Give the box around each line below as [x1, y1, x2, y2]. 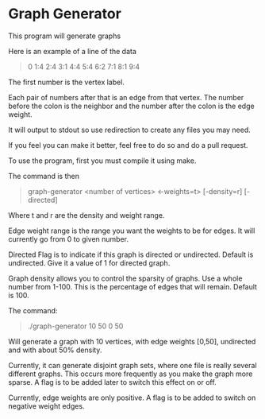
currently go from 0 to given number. [8, 234, 129, 243]
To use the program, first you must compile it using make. [8, 156, 197, 165]
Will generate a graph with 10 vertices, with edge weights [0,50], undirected [8, 336, 256, 346]
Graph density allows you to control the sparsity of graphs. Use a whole [8, 274, 243, 283]
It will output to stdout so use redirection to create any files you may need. [8, 125, 252, 134]
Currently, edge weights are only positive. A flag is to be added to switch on [8, 393, 256, 402]
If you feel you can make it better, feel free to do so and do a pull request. [8, 140, 248, 149]
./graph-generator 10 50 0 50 [27, 321, 124, 331]
